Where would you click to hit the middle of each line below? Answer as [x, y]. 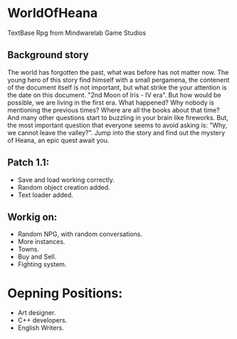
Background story [48, 55]
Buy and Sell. [37, 257]
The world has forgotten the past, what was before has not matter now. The [118, 72]
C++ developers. [42, 321]
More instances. [41, 242]
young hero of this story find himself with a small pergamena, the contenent [118, 80]
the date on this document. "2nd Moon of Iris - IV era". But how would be [115, 95]
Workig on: [32, 217]
